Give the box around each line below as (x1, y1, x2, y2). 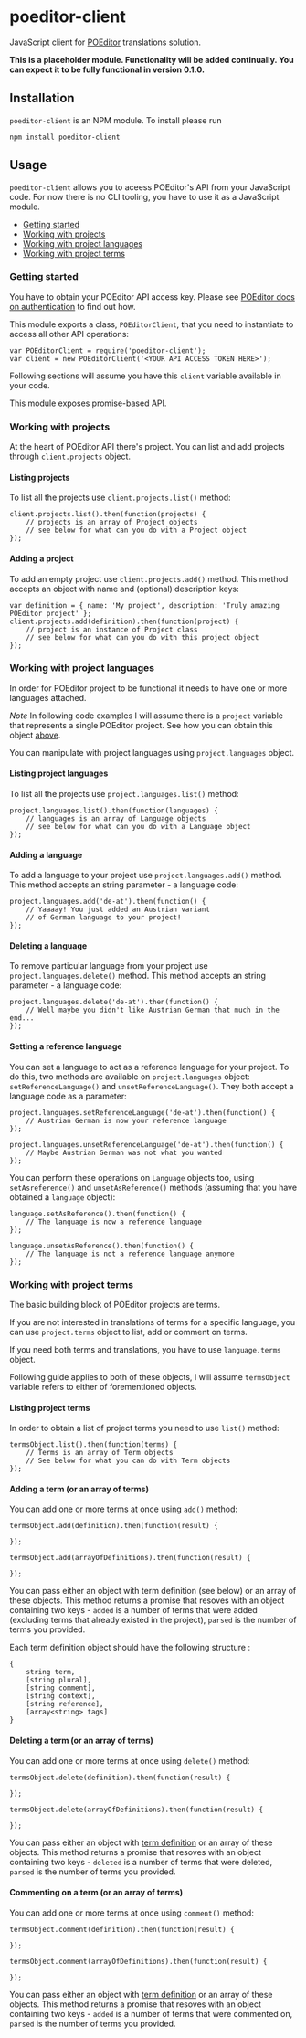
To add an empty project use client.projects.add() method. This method (9, 573, 289, 584)
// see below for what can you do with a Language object (26, 823, 251, 832)
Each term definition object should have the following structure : (9, 1642, 251, 1653)
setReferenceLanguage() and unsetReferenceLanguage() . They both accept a (9, 1080, 294, 1091)
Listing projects (9, 472, 70, 483)
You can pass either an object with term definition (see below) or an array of (9, 1586, 297, 1597)
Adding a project (9, 553, 75, 564)
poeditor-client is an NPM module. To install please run (9, 114, 222, 125)
